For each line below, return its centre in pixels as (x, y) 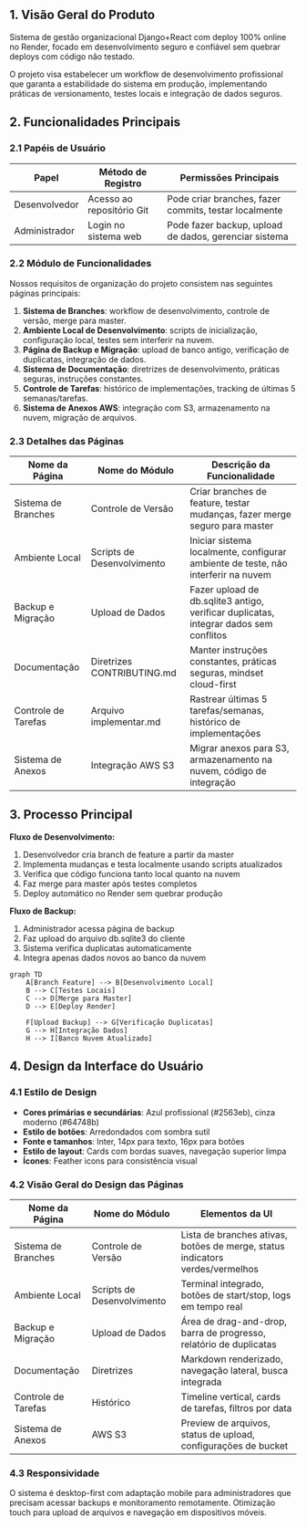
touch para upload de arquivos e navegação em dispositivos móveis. (138, 1512)
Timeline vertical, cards (230, 1396)
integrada (201, 1382)
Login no (107, 225)
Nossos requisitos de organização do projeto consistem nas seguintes (141, 283)
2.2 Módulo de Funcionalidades (81, 264)
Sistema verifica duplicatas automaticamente (107, 947)
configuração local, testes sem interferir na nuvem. (118, 340)
